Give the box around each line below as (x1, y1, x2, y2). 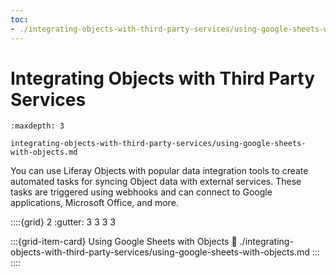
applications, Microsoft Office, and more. (10, 197, 179, 209)
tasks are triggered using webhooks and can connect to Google (10, 186, 273, 198)
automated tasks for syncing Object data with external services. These (10, 176, 302, 188)
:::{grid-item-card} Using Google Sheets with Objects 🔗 (10, 236, 238, 248)
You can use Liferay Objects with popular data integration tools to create (10, 165, 309, 177)
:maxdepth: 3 (10, 121, 65, 131)
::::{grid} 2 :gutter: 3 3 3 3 (10, 216, 117, 228)
